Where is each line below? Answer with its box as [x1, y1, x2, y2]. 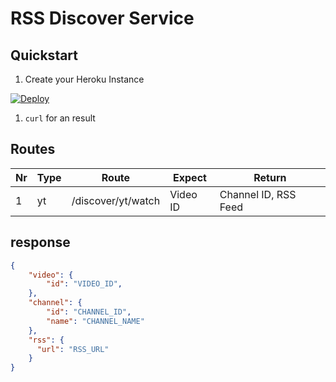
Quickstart [10, 47, 79, 64]
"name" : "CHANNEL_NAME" [46, 316, 145, 326]
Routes [10, 141, 56, 158]
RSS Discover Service [10, 7, 195, 30]
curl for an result [24, 112, 96, 124]
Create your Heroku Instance [24, 73, 145, 85]
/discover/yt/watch [71, 193, 161, 207]
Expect [173, 170, 207, 184]
